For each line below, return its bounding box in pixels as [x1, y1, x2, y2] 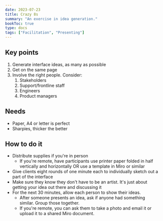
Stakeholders [19, 77, 47, 83]
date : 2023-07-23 [5, 7, 41, 12]
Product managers [19, 93, 57, 99]
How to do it [5, 140, 43, 148]
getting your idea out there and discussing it [12, 184, 102, 190]
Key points [5, 48, 39, 57]
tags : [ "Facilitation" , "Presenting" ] [5, 30, 84, 35]
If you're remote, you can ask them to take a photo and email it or [19, 205, 152, 211]
